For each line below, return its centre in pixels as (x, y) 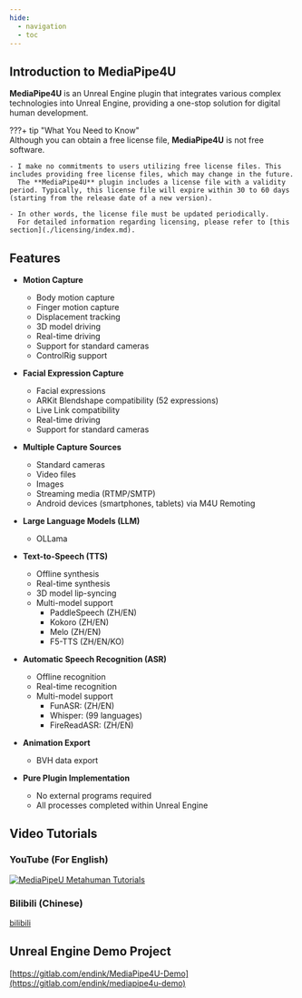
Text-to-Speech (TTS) (65, 556)
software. (27, 150)
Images (50, 484)
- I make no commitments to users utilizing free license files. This (146, 166)
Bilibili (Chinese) (46, 903)
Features (35, 258)
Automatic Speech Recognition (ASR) (95, 659)
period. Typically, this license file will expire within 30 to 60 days (150, 191)
